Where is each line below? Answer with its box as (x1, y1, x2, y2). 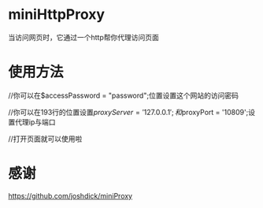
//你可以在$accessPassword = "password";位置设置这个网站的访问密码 (8, 91, 239, 100)
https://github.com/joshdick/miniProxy (8, 191, 132, 200)
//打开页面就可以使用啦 (8, 134, 83, 143)
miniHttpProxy (8, 6, 105, 24)
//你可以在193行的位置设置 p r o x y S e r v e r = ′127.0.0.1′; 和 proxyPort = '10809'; (8, 107, 249, 117)
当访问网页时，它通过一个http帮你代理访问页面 (8, 32, 160, 42)
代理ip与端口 (14, 117, 56, 127)
